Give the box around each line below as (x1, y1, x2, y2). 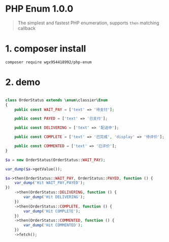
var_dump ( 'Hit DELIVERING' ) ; (23, 194, 85, 200)
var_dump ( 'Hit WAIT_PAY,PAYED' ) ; (14, 180, 85, 185)
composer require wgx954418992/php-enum (5, 59, 92, 65)
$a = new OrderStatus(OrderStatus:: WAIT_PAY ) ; (5, 157, 106, 163)
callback (17, 25, 36, 31)
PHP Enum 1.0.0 (5, 3, 74, 15)
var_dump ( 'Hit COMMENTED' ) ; (23, 223, 83, 228)
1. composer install (5, 43, 86, 55)
